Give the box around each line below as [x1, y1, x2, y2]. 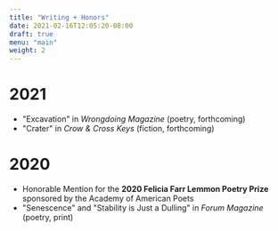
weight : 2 [9, 46, 46, 55]
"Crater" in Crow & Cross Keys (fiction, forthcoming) [21, 123, 216, 134]
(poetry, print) [21, 212, 74, 222]
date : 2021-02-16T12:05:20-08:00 [9, 21, 134, 30]
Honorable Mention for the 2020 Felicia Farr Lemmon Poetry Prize [21, 184, 269, 194]
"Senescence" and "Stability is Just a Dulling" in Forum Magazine [21, 203, 265, 213]
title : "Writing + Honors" [9, 12, 110, 22]
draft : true [9, 29, 53, 38]
